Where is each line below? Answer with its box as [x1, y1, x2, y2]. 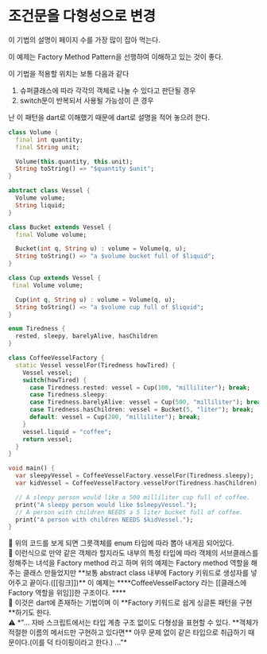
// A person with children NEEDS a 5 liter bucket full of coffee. [15, 508, 244, 517]
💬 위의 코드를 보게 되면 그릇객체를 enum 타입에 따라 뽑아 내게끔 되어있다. [8, 538, 234, 548]
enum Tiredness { [8, 325, 66, 333]
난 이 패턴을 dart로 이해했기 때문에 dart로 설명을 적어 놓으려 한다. [8, 112, 211, 122]
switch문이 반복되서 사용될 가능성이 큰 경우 [19, 95, 154, 105]
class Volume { [8, 128, 59, 136]
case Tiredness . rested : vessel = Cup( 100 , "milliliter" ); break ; [29, 383, 250, 392]
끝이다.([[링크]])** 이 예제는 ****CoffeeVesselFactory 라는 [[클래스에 [29, 578, 247, 588]
